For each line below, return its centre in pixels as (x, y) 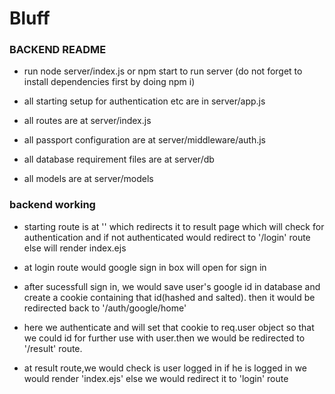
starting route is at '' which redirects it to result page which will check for (174, 226)
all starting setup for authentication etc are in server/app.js (144, 101)
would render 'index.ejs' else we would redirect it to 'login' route (156, 378)
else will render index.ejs (75, 248)
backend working (52, 205)
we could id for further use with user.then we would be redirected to (164, 338)
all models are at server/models (88, 179)
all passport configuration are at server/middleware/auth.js (144, 140)
